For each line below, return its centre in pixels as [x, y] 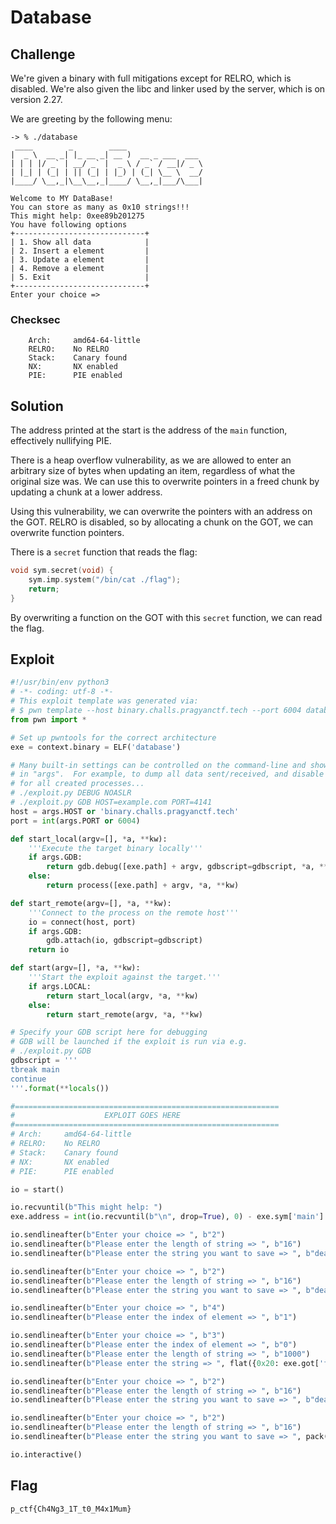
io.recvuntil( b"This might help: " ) [86, 1207]
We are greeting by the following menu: [91, 119]
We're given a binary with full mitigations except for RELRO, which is [151, 78]
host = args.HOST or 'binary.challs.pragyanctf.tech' [125, 811]
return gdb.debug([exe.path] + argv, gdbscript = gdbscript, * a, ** [187, 867]
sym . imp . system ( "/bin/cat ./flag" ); [105, 579]
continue [28, 1079]
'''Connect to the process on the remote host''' [134, 912]
